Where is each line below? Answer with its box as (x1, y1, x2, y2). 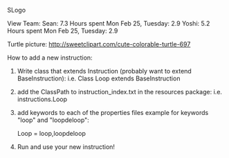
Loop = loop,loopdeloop (17, 130, 86, 137)
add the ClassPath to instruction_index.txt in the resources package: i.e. (17, 88, 223, 96)
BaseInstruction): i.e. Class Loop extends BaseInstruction (17, 74, 181, 82)
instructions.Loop (17, 95, 68, 103)
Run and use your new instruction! (17, 143, 116, 151)
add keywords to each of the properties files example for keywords (17, 109, 209, 116)
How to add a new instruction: (7, 53, 93, 62)
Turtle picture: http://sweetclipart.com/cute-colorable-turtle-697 (7, 40, 191, 48)
